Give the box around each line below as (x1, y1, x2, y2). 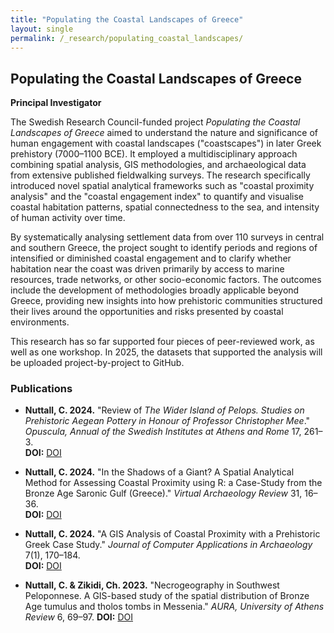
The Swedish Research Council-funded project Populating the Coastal (10, 116, 301, 128)
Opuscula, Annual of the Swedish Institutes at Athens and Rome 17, (24, 426, 302, 438)
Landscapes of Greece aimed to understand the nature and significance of (10, 127, 318, 139)
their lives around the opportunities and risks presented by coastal (10, 306, 284, 318)
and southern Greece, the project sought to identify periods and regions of (10, 242, 318, 254)
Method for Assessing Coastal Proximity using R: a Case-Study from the (24, 477, 323, 489)
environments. (10, 316, 70, 328)
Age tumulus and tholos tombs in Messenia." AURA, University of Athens (24, 601, 325, 613)
